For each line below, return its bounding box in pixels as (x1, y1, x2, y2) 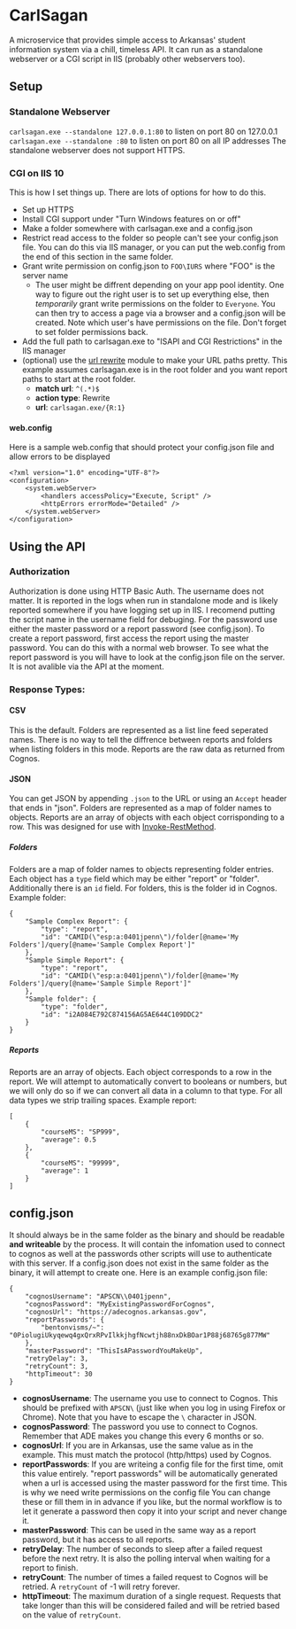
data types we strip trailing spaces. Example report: (9, 1095, 197, 1106)
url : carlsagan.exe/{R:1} (34, 401, 126, 412)
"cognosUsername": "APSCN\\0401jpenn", (25, 1291, 172, 1301)
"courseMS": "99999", (41, 1158, 121, 1168)
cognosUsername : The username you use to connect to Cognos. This (21, 1392, 278, 1403)
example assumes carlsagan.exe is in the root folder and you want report (21, 364, 288, 375)
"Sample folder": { (25, 994, 97, 1004)
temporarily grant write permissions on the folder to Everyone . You (34, 298, 276, 308)
